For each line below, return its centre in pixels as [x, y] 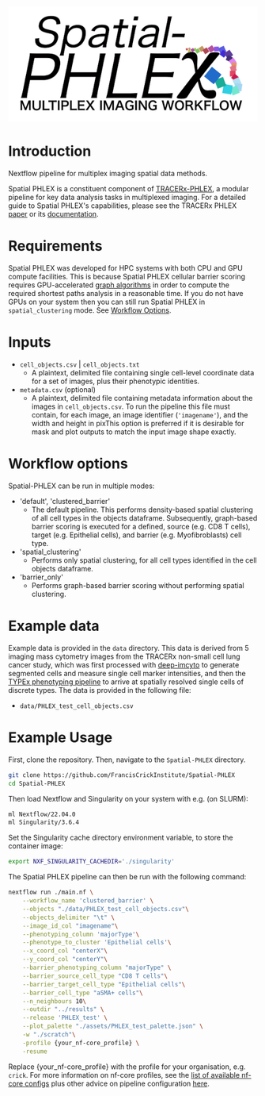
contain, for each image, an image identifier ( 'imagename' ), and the [140, 415]
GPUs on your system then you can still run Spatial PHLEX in [107, 302]
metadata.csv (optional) [58, 390]
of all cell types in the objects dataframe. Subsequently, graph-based [144, 517]
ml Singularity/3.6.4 [44, 823]
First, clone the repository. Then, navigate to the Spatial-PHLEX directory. [127, 760]
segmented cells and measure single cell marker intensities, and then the [127, 673]
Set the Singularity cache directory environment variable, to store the [121, 838]
